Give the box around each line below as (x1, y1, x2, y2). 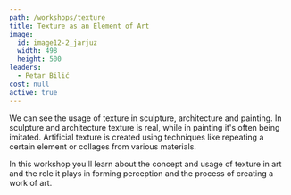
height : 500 (17, 55, 62, 64)
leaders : (9, 64, 42, 72)
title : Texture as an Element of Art (9, 21, 150, 30)
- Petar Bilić (17, 72, 70, 81)
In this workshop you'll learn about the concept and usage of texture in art (9, 158, 282, 169)
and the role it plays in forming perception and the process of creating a (9, 167, 274, 179)
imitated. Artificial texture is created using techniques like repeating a (9, 131, 264, 142)
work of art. (9, 177, 53, 188)
